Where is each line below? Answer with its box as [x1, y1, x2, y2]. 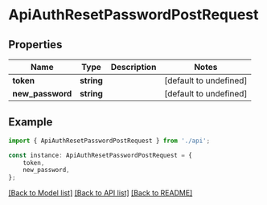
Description [110, 62, 157, 72]
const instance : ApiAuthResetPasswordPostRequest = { [8, 151, 193, 159]
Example [8, 115, 53, 129]
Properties [8, 38, 63, 51]
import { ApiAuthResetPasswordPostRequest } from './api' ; [8, 137, 211, 145]
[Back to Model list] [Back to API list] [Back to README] [8, 188, 193, 198]
